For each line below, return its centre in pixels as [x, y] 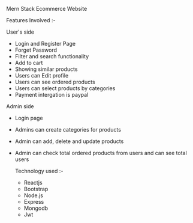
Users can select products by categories [65, 88]
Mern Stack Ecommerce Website [47, 9]
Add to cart [29, 63]
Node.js [34, 195]
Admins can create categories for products [68, 130]
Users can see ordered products [55, 82]
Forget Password [36, 50]
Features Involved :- [31, 20]
